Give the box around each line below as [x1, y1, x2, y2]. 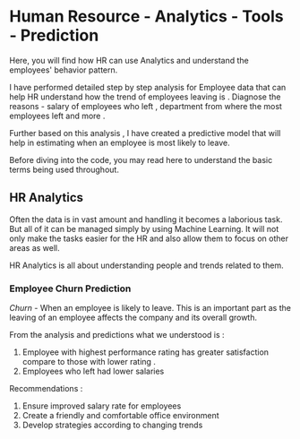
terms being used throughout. [9, 164, 119, 175]
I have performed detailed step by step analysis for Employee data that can [9, 82, 287, 92]
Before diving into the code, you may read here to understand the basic [9, 154, 273, 165]
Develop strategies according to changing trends [21, 419, 203, 431]
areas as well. [9, 242, 60, 253]
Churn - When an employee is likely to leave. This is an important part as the [9, 303, 291, 314]
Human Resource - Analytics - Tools [9, 6, 284, 27]
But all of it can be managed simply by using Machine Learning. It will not [9, 223, 279, 234]
